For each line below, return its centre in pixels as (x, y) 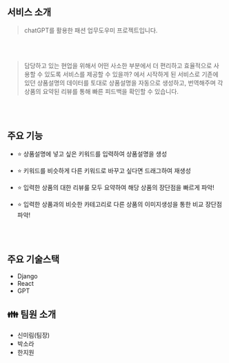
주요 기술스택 (33, 259)
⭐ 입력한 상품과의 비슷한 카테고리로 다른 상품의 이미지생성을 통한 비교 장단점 (120, 204)
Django (27, 276)
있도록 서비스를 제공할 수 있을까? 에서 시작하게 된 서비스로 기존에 (131, 74)
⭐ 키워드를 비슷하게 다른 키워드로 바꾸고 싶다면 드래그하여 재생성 (104, 170)
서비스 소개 (29, 12)
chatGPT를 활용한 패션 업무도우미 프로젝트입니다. (91, 30)
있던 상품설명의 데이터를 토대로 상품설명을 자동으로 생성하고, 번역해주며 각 (123, 83)
